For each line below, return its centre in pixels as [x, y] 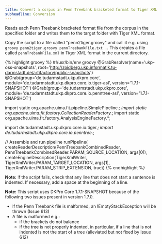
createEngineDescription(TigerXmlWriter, [46, 157]
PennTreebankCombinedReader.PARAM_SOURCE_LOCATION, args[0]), [76, 152]
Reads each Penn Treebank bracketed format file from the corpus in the [77, 28]
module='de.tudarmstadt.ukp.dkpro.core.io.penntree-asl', [63, 93]
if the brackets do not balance [49, 222]
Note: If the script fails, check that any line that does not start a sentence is [80, 177]
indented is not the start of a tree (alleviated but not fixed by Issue [85, 232]
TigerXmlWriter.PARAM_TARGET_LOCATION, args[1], [57, 163]
